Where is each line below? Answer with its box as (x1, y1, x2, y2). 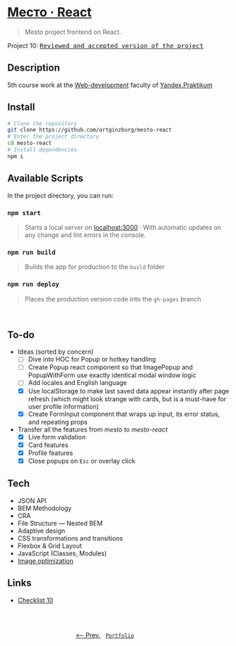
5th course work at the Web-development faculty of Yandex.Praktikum (7, 81, 213, 89)
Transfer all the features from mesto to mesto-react (17, 425, 168, 434)
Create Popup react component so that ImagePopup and (28, 363, 193, 371)
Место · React (7, 4, 92, 21)
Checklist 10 (17, 596, 54, 604)
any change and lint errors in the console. (24, 231, 146, 239)
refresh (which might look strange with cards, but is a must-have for (28, 394, 227, 403)
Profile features (28, 449, 73, 457)
